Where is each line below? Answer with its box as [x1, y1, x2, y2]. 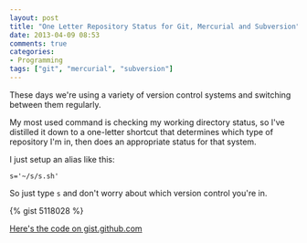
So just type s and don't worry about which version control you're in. [9, 187, 268, 198]
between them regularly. [9, 99, 102, 110]
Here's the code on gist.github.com [9, 223, 143, 234]
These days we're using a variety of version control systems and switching [9, 89, 291, 100]
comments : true [9, 38, 68, 48]
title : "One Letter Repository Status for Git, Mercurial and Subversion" [9, 22, 301, 31]
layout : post [9, 13, 59, 23]
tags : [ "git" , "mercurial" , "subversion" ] [9, 65, 174, 74]
